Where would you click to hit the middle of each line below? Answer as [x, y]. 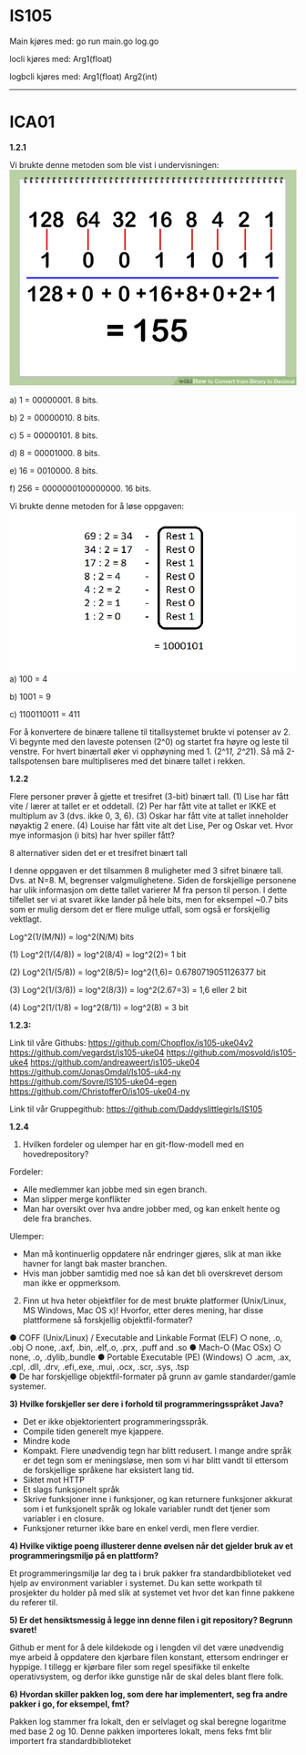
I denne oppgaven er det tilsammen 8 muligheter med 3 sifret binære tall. [147, 871]
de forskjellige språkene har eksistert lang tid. [108, 1470]
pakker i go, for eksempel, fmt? [70, 1704]
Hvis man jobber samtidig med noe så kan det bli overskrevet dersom [153, 1273]
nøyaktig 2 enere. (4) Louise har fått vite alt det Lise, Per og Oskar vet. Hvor [152, 826]
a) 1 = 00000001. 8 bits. [54, 400]
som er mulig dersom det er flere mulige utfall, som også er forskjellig [140, 910]
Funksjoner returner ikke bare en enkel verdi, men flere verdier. [141, 1529]
